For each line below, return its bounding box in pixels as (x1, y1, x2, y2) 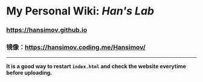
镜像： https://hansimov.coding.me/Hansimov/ (6, 43, 146, 52)
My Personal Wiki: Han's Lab (6, 4, 155, 18)
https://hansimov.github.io (6, 26, 88, 34)
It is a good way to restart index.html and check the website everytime (6, 63, 186, 70)
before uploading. (6, 69, 53, 77)
